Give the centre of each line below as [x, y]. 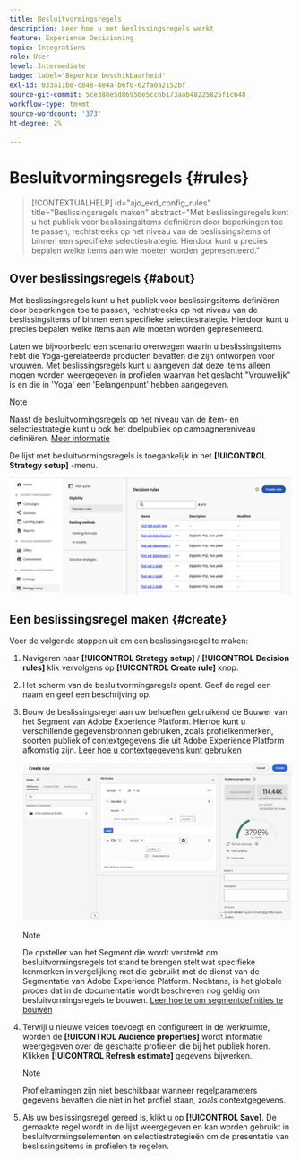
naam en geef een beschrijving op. [86, 694]
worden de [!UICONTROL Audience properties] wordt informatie [142, 1036]
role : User [30, 57]
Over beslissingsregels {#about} [102, 279]
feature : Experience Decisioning [72, 38]
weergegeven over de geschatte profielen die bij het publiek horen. [146, 1046]
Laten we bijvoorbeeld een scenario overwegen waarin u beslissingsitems [146, 346]
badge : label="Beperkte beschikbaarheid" [88, 76]
